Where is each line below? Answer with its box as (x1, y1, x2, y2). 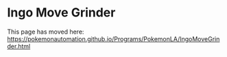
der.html (7, 42, 31, 50)
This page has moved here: (7, 27, 84, 36)
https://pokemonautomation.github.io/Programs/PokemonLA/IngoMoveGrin (7, 34, 220, 43)
